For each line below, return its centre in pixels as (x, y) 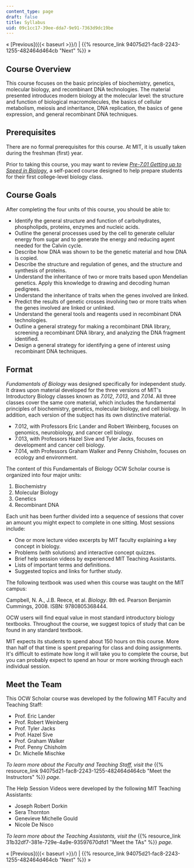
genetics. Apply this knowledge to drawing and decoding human (92, 283)
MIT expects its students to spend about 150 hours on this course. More (93, 641)
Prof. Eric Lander (35, 716)
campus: (17, 588)
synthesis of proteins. (41, 270)
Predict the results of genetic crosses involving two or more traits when (101, 301)
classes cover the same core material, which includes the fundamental (91, 402)
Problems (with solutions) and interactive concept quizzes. (85, 552)
